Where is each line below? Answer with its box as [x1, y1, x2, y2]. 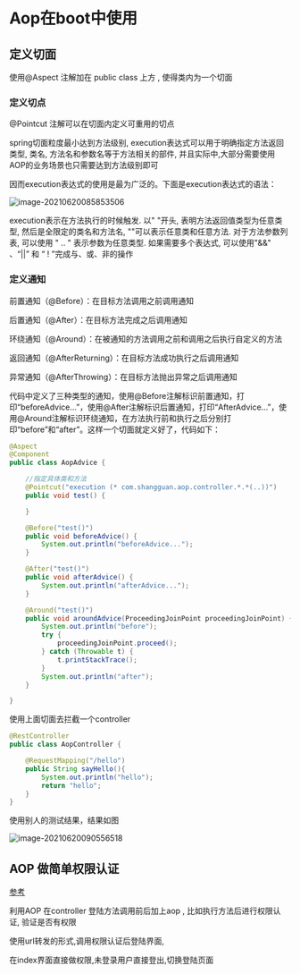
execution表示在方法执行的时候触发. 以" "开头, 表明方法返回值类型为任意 [9, 216, 275, 226]
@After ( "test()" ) [25, 564, 90, 573]
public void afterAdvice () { [25, 573, 134, 582]
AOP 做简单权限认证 [9, 860, 120, 877]
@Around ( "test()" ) [25, 606, 94, 614]
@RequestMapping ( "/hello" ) [25, 757, 126, 766]
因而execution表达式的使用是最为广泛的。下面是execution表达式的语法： [9, 179, 277, 190]
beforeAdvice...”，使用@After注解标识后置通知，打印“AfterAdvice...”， [21, 402, 279, 412]
